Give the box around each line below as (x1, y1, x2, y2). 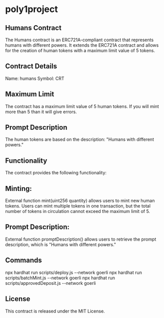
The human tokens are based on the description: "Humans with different (5, 137, 154, 143)
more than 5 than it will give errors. (5, 109, 77, 115)
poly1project (5, 4, 58, 15)
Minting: (5, 184, 32, 193)
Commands (5, 256, 42, 265)
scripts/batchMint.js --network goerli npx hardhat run (5, 275, 115, 281)
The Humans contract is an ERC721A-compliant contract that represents (5, 37, 154, 43)
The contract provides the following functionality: (5, 170, 106, 176)
